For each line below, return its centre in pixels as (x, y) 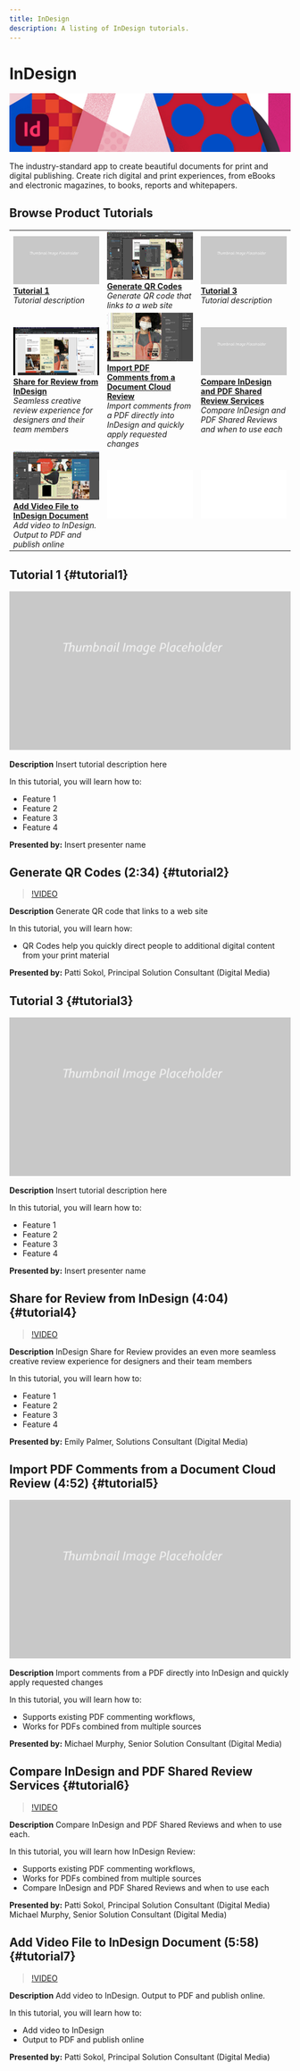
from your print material (66, 955)
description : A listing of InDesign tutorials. (100, 28)
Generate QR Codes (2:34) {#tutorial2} (119, 872)
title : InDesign (39, 19)
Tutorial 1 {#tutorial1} (69, 575)
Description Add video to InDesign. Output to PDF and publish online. (137, 1995)
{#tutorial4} (43, 1313)
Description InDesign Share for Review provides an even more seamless (143, 1351)
